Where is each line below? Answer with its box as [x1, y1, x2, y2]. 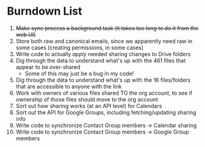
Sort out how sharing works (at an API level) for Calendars [15, 102, 162, 109]
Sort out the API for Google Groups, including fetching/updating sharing [15, 109, 196, 116]
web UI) [15, 30, 36, 38]
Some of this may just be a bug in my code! [24, 70, 134, 77]
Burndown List [7, 4, 82, 18]
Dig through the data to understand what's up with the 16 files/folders [15, 76, 191, 84]
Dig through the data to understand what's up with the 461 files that [15, 57, 186, 64]
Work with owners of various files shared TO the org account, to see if [15, 89, 193, 96]
